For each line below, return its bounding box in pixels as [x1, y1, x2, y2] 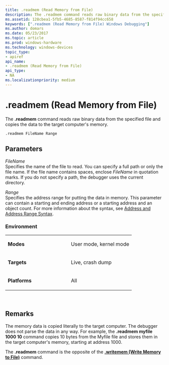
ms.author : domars [5, 26, 44, 31]
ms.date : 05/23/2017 [5, 31, 49, 36]
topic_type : [5, 49, 30, 54]
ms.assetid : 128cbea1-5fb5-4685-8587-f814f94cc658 [5, 17, 114, 22]
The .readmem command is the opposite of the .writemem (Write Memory [5, 348, 161, 355]
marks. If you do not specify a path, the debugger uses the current [5, 174, 143, 180]
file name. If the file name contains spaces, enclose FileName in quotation [5, 169, 158, 175]
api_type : [5, 68, 26, 74]
